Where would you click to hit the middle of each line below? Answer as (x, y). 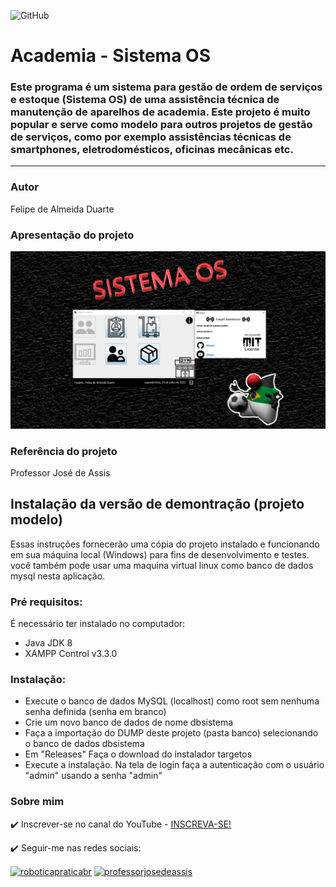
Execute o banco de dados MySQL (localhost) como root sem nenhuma (172, 701)
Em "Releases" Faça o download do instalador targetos (138, 754)
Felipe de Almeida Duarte (62, 209)
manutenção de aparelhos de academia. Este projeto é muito (160, 112)
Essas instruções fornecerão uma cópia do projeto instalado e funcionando (165, 544)
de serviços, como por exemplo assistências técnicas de (151, 137)
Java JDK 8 (48, 642)
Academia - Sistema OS (110, 56)
